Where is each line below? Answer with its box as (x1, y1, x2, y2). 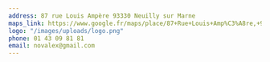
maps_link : (8, 19, 45, 27)
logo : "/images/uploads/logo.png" (8, 27, 125, 35)
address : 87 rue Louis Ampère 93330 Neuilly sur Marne (8, 11, 196, 20)
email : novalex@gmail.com (8, 42, 95, 50)
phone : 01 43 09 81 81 (8, 34, 84, 43)
